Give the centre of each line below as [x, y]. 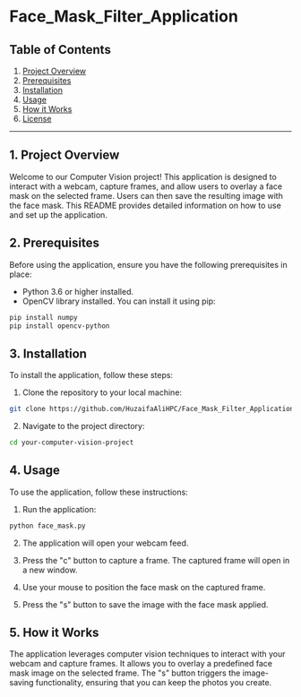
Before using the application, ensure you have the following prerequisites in [149, 264]
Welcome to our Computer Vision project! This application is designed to [143, 176]
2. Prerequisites [55, 243]
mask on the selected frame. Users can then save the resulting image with [146, 195]
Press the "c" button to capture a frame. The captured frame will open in [156, 560]
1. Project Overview [64, 155]
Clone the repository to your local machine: [102, 392]
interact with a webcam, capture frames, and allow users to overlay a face [146, 186]
